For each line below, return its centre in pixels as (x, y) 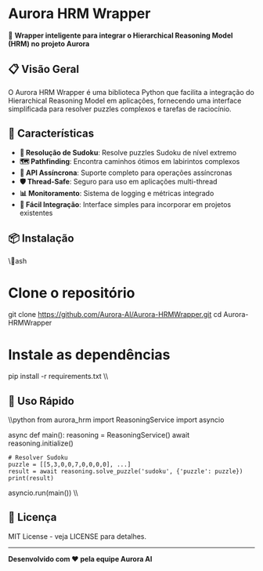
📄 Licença (32, 517)
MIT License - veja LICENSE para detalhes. (77, 536)
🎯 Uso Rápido (41, 401)
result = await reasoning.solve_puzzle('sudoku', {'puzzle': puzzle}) (126, 471)
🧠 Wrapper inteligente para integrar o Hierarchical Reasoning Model (121, 35)
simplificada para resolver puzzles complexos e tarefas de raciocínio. (120, 109)
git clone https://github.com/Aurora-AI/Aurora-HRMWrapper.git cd (115, 315)
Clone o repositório (72, 293)
